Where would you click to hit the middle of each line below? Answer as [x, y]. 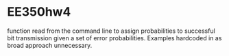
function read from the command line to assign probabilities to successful [111, 31]
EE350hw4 [39, 12]
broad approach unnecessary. [50, 45]
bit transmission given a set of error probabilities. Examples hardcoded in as [114, 38]
